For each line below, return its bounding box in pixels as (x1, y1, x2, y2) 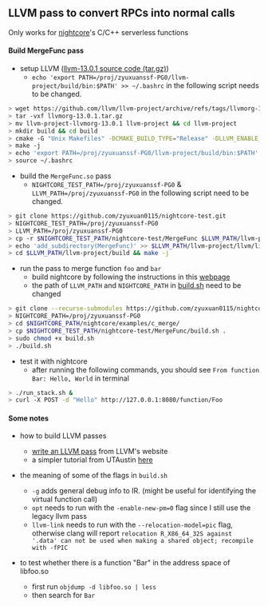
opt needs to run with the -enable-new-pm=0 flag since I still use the (31, 503, 251, 512)
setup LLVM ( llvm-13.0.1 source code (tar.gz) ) (19, 64, 169, 74)
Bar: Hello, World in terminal (31, 373, 130, 383)
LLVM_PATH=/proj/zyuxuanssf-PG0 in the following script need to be (31, 188, 250, 198)
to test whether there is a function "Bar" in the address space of (19, 558, 231, 568)
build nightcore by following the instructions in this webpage (31, 272, 231, 282)
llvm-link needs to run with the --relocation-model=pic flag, (31, 520, 234, 530)
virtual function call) (31, 495, 98, 504)
